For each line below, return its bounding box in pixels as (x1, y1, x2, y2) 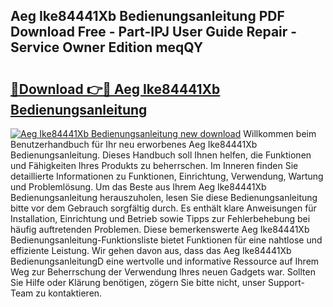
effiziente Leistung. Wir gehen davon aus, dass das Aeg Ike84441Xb (10, 245, 292, 256)
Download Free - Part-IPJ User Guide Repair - (10, 24, 298, 41)
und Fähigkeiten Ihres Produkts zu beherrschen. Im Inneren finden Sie (10, 160, 299, 171)
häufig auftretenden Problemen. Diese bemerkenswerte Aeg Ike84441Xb (10, 224, 310, 235)
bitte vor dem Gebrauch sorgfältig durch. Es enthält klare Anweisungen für (10, 202, 317, 214)
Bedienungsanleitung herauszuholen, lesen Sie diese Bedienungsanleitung (10, 192, 318, 203)
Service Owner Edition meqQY (10, 39, 204, 56)
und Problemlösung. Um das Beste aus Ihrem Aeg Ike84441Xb (10, 181, 267, 193)
